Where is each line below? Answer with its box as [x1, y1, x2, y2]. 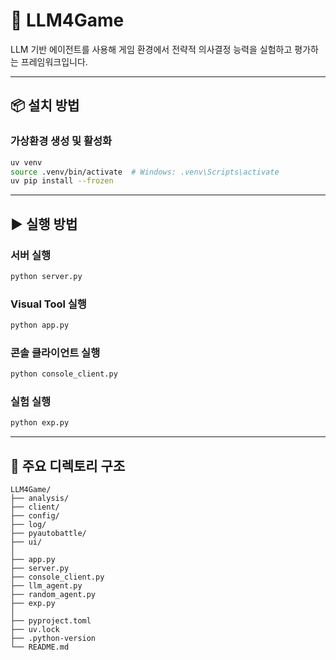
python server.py [10, 271, 83, 281]
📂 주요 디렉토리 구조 [10, 457, 126, 474]
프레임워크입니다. [20, 55, 88, 68]
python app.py [10, 320, 70, 331]
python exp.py [10, 418, 70, 428]
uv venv [10, 157, 43, 168]
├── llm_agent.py [10, 581, 83, 591]
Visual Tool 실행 [10, 297, 87, 311]
